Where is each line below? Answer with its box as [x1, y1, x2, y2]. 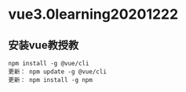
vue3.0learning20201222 [8, 5, 179, 23]
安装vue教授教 [8, 38, 79, 51]
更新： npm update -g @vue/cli [8, 68, 108, 76]
